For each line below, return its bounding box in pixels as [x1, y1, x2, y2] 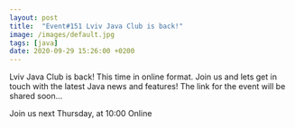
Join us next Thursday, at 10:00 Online [9, 108, 152, 119]
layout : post [9, 13, 59, 23]
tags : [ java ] [9, 38, 59, 48]
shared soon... [9, 91, 63, 102]
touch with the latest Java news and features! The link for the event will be [9, 81, 286, 92]
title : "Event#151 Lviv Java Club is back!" [9, 22, 183, 31]
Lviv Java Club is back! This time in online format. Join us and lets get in [9, 71, 278, 82]
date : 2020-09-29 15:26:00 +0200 [9, 47, 135, 56]
